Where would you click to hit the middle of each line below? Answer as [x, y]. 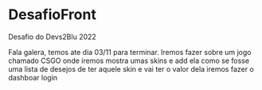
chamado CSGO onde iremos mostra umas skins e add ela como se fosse [129, 61]
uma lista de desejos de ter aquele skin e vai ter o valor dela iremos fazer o [131, 68]
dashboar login [33, 77]
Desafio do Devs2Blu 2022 [53, 37]
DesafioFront [53, 15]
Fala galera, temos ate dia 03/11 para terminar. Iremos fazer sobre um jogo [130, 52]
